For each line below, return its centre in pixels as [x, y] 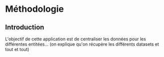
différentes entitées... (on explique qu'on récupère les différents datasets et [82, 44]
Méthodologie [35, 9]
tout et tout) [17, 49]
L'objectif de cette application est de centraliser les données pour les [76, 39]
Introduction [25, 27]
